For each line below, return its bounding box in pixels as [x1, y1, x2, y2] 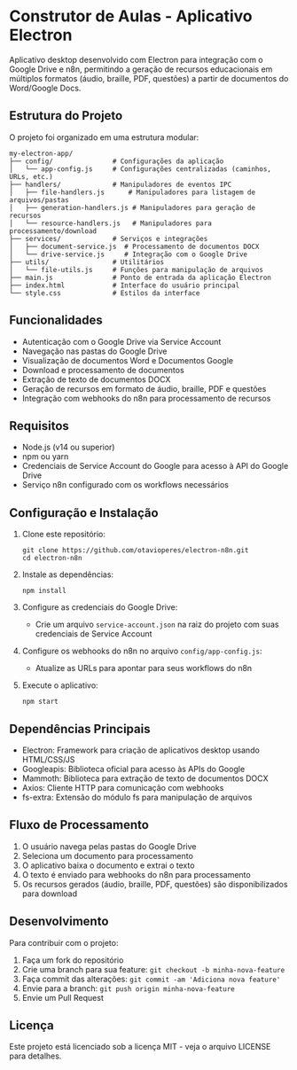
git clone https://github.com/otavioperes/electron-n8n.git [21, 546, 249, 555]
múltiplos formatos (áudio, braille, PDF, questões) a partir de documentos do [9, 73, 289, 83]
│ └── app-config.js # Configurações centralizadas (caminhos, [9, 164, 272, 174]
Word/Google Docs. [9, 82, 82, 93]
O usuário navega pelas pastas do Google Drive [21, 840, 197, 852]
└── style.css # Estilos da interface [9, 288, 200, 298]
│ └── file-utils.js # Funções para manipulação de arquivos [9, 265, 264, 274]
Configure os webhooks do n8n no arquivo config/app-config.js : [21, 645, 262, 657]
